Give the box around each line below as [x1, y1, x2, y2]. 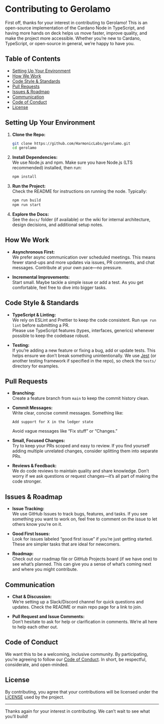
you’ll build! [5, 713, 28, 719]
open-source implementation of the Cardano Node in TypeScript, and [5, 25, 145, 30]
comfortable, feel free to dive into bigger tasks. [12, 284, 107, 290]
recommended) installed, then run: [12, 165, 82, 171]
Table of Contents [5, 55, 61, 63]
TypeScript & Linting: [12, 311, 56, 317]
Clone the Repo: [12, 131, 45, 137]
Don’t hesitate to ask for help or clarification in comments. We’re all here [12, 619, 158, 624]
